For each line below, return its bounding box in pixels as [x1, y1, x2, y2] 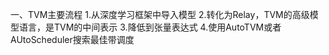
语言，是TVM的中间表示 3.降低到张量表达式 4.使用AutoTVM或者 [18, 21, 282, 33]
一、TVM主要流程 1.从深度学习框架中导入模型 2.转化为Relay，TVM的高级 [10, 9, 310, 20]
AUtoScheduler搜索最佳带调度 [10, 34, 135, 45]
